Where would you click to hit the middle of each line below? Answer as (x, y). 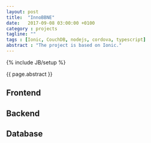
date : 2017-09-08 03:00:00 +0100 (51, 23)
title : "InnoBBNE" (31, 17)
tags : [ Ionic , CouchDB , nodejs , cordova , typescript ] (76, 40)
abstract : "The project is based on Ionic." (64, 46)
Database (25, 134)
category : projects (32, 29)
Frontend (24, 93)
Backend (23, 113)
